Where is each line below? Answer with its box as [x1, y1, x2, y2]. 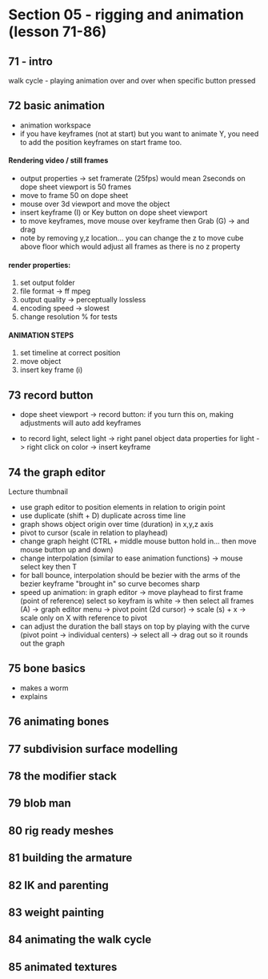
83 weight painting [8, 905, 105, 919]
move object [19, 357, 62, 366]
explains [19, 691, 48, 701]
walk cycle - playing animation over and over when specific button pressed [8, 76, 256, 85]
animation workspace [19, 120, 91, 130]
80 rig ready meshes [8, 823, 114, 837]
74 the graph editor [8, 465, 106, 479]
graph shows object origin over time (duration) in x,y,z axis [19, 520, 214, 529]
